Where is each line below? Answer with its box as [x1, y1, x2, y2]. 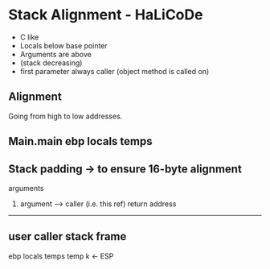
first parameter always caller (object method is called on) [19, 66, 210, 76]
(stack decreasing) [19, 58, 83, 68]
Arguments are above [19, 49, 92, 59]
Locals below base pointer [19, 40, 108, 50]
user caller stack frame [8, 230, 127, 243]
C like [19, 32, 39, 42]
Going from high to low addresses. [8, 111, 123, 121]
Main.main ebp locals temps [8, 134, 153, 148]
